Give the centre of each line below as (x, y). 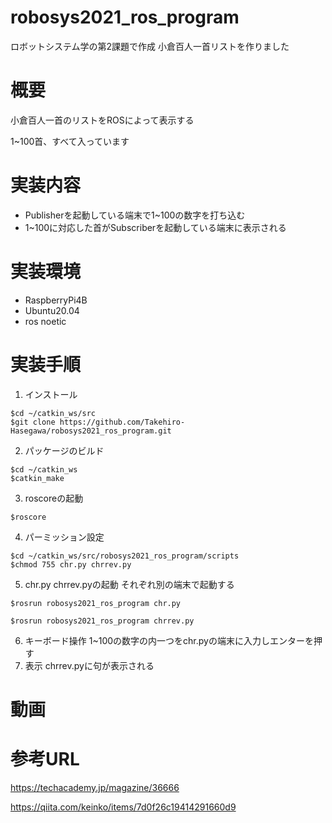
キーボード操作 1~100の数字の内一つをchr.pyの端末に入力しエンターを (169, 640)
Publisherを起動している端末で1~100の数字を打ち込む (135, 215)
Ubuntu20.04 (52, 310)
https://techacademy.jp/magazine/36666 (95, 787)
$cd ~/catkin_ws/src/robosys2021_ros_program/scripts (125, 556)
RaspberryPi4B (56, 300)
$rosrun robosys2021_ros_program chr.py (96, 603)
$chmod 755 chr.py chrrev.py (71, 564)
